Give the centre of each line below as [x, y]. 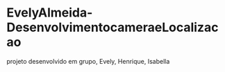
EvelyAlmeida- [50, 13]
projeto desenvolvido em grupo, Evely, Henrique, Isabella [88, 61]
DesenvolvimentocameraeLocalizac [112, 27]
